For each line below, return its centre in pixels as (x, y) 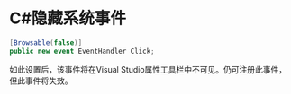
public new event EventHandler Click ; (82, 51)
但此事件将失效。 (41, 81)
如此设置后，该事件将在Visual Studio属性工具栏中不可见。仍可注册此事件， (148, 69)
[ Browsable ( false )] (46, 43)
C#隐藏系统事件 (68, 18)
